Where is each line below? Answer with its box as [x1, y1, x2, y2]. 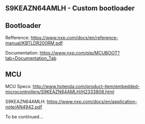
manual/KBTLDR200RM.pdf [5, 40, 63, 46]
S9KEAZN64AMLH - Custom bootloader [5, 4, 135, 13]
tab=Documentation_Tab [5, 55, 57, 61]
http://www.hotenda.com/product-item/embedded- [32, 84, 140, 90]
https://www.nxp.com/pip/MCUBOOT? [40, 50, 120, 56]
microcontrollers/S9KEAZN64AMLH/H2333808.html [5, 89, 115, 95]
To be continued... [5, 114, 43, 120]
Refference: [5, 35, 30, 41]
